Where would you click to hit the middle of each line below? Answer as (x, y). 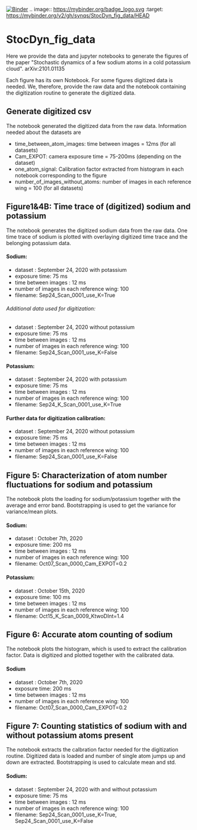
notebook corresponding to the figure (61, 175)
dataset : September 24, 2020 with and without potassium (86, 789)
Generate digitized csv (49, 112)
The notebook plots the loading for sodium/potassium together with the (93, 499)
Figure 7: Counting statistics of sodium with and (96, 726)
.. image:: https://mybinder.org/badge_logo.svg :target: (96, 9)
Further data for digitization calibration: (56, 418)
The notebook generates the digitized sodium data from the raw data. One (97, 230)
